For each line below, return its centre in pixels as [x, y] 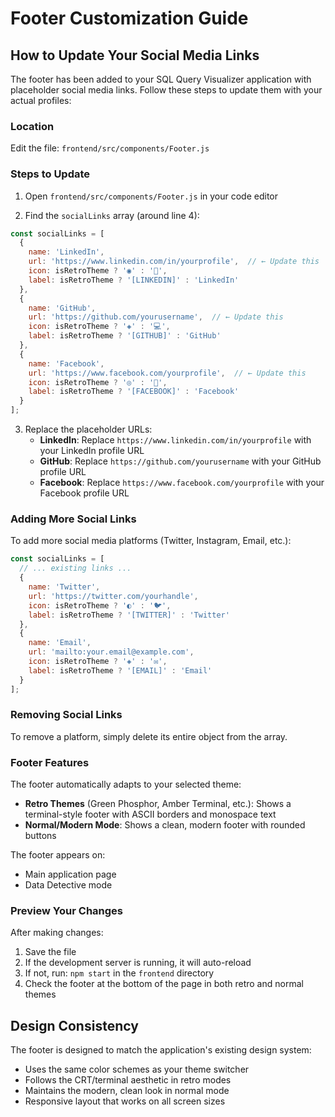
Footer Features [50, 762]
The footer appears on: [58, 855]
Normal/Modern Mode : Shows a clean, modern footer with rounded [165, 825]
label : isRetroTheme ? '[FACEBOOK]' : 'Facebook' [134, 392]
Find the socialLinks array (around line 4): [112, 215]
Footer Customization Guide [129, 18]
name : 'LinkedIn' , [66, 252]
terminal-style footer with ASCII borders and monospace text [150, 814]
